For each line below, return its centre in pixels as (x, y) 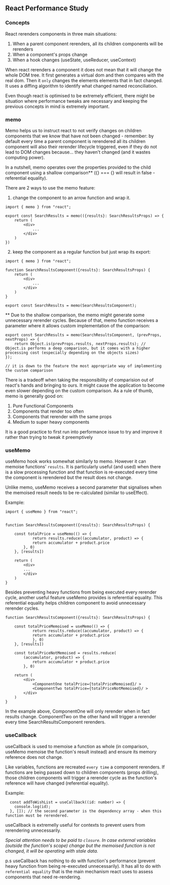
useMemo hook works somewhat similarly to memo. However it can (76, 461)
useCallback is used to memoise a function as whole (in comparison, (77, 746)
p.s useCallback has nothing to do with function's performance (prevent (80, 861)
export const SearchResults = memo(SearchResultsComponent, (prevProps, (83, 335)
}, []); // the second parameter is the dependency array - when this (86, 811)
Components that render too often (48, 411)
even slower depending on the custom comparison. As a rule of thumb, (79, 390)
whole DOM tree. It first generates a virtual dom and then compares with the (85, 75)
